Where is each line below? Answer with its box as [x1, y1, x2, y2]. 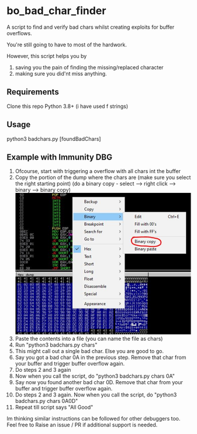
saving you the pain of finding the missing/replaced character [15, 63, 164, 71]
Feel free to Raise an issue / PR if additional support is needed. [6, 421, 158, 429]
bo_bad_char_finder [6, 4, 106, 18]
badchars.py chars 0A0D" [15, 398, 78, 405]
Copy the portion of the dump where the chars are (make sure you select [15, 174, 191, 181]
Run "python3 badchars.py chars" [15, 341, 98, 348]
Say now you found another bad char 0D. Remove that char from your [15, 379, 183, 386]
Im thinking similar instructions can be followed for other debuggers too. [6, 415, 181, 422]
